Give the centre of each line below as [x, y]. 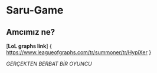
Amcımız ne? [31, 32]
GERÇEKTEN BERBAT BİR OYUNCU [49, 64]
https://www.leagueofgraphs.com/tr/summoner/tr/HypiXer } [79, 52]
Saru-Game [35, 10]
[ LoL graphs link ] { [29, 46]
